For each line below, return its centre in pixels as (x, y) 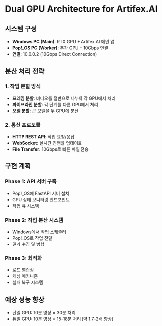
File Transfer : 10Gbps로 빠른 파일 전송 (50, 149)
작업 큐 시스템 (26, 206)
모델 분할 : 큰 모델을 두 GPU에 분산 (45, 111)
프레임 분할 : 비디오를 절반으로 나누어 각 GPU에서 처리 (64, 98)
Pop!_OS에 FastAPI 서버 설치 (41, 193)
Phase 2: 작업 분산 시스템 (34, 220)
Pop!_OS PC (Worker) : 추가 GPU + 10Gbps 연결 (60, 48)
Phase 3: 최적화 (24, 258)
